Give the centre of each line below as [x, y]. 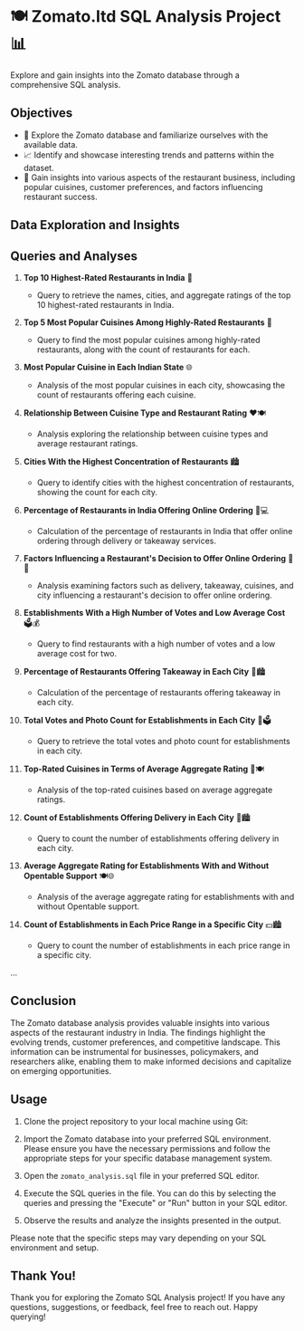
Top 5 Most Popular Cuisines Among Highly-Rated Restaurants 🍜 [147, 322]
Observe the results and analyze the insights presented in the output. [152, 1220]
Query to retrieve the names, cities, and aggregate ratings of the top [164, 295]
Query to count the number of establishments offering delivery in [158, 838]
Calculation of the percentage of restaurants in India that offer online [165, 531]
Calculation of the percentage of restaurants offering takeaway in [159, 692]
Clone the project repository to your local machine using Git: [136, 1121]
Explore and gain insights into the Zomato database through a [125, 75]
